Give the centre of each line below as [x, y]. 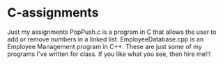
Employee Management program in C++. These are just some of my [105, 46]
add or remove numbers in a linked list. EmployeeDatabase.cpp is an [106, 39]
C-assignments [53, 13]
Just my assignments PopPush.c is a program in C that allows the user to [112, 32]
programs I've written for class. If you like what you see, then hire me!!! [109, 54]
